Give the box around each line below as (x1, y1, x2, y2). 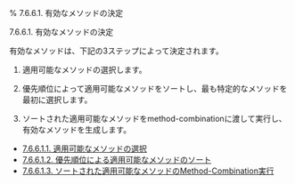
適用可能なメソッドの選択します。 (21, 65, 147, 75)
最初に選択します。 (21, 94, 93, 105)
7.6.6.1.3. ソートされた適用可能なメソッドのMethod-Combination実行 (21, 165, 275, 176)
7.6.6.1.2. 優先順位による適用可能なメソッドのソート (21, 155, 212, 164)
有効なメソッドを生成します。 (21, 124, 132, 135)
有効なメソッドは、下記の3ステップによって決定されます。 (9, 45, 225, 56)
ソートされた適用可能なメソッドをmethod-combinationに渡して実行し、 (21, 114, 287, 124)
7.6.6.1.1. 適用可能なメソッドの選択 (21, 143, 147, 154)
